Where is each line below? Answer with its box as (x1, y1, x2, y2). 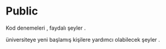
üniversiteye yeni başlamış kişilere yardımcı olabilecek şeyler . (5, 36, 161, 43)
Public (5, 4, 38, 18)
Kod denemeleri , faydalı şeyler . (5, 24, 86, 31)
